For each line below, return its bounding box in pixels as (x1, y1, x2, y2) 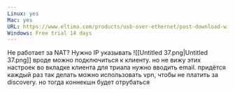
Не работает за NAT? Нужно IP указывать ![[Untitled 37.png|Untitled (7, 49, 208, 57)
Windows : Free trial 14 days (7, 29, 92, 37)
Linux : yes (7, 10, 39, 17)
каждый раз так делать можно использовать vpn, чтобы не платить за (7, 71, 219, 79)
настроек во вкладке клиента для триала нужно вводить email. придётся (7, 63, 226, 71)
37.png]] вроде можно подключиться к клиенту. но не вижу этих (7, 56, 201, 65)
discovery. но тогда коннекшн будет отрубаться (7, 78, 150, 87)
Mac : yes (7, 17, 33, 24)
